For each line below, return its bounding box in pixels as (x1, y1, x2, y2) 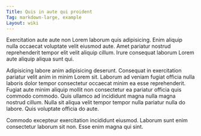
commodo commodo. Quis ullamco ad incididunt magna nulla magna (6, 92, 176, 99)
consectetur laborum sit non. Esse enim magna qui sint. (6, 123, 144, 131)
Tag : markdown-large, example (6, 14, 82, 20)
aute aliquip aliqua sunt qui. (6, 55, 74, 63)
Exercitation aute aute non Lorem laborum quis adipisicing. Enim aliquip (6, 37, 183, 44)
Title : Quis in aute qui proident (6, 8, 93, 15)
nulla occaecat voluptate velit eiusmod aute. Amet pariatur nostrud (6, 43, 171, 50)
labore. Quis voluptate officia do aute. (6, 105, 99, 113)
